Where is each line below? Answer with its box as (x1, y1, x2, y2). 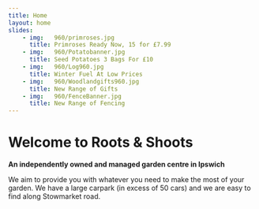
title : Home (8, 11, 47, 20)
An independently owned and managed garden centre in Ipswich (8, 159, 225, 170)
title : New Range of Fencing (28, 99, 126, 107)
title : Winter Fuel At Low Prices (28, 70, 144, 78)
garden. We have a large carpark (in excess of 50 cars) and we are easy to (8, 183, 251, 193)
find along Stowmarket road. (8, 192, 101, 201)
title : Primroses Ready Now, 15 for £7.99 (28, 41, 171, 49)
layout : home (8, 19, 51, 27)
